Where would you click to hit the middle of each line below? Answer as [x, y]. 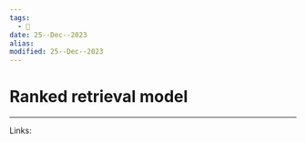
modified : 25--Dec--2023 [56, 52]
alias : [22, 43]
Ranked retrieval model [99, 97]
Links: [20, 131]
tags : [20, 18]
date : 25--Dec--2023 [49, 35]
